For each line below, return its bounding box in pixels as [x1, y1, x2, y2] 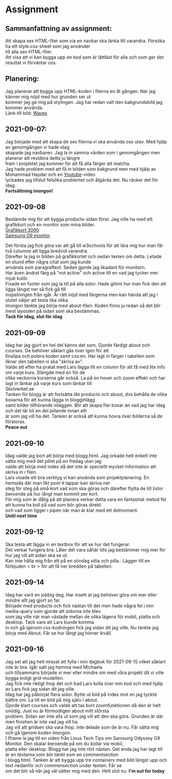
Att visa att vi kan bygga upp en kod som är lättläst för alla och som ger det [5, 54, 164, 60]
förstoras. [5, 419, 26, 425]
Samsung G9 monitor [5, 232, 50, 239]
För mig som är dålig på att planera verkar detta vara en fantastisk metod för [5, 496, 167, 502]
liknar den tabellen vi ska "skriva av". [5, 358, 84, 365]
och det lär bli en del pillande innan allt [5, 408, 87, 414]
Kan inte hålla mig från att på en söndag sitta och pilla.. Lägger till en [5, 557, 150, 564]
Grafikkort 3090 [5, 227, 40, 233]
